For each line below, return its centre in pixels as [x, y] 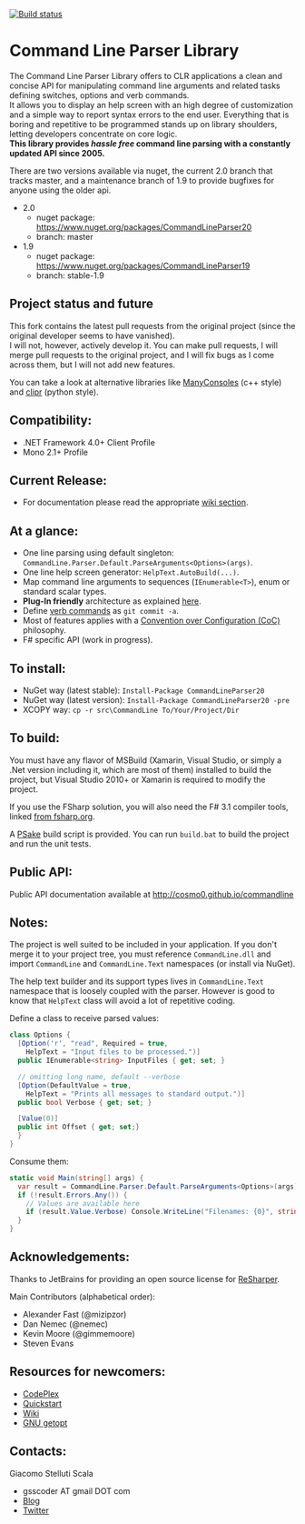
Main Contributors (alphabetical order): [83, 1297]
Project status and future [82, 304]
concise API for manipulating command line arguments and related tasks [145, 85]
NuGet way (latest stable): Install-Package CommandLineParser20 [143, 690]
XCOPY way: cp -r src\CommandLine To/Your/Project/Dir [131, 710]
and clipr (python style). [54, 392]
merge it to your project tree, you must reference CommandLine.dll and [140, 954]
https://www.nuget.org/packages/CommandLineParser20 [144, 226]
